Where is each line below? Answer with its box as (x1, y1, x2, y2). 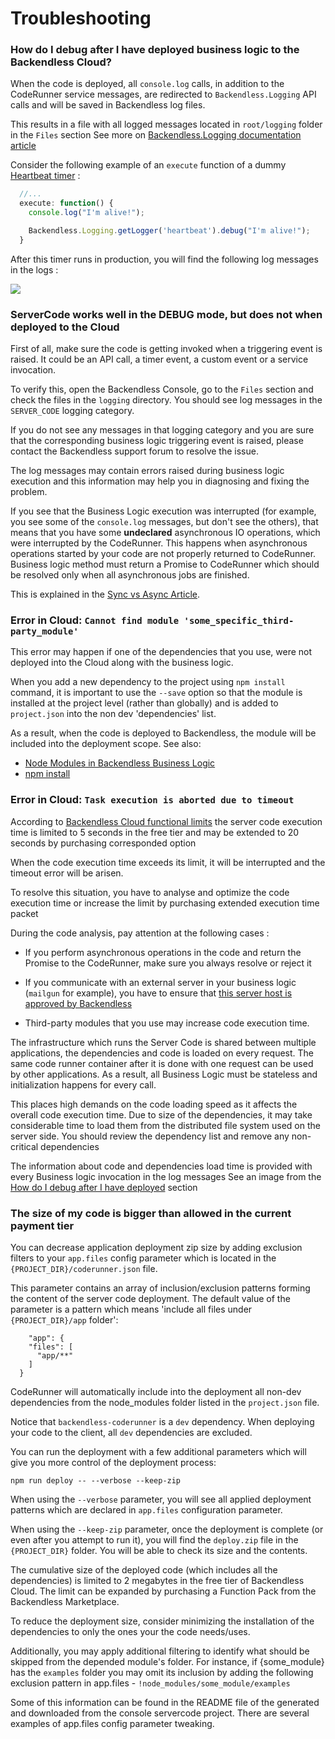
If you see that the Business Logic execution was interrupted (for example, (10, 505, 317, 517)
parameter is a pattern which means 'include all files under (10, 1303, 253, 1316)
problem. (10, 486, 48, 498)
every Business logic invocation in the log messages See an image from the (10, 1170, 322, 1182)
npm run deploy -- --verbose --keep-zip (10, 1476, 182, 1486)
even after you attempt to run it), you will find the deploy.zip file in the (10, 1534, 299, 1546)
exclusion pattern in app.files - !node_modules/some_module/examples (10, 1677, 291, 1689)
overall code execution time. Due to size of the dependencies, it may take (10, 1108, 313, 1121)
